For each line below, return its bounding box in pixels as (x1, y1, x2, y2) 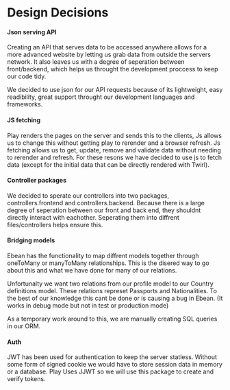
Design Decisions (7, 5, 109, 21)
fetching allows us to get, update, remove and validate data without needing (7, 146, 221, 154)
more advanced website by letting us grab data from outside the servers (7, 50, 211, 59)
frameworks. (7, 100, 43, 108)
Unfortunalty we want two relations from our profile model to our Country (7, 279, 214, 288)
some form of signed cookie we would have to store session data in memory (7, 360, 222, 369)
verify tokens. (7, 375, 46, 383)
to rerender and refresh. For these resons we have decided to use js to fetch (7, 153, 222, 161)
